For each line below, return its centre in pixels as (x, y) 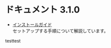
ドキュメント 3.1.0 (42, 10)
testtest (13, 40)
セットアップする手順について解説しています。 (60, 30)
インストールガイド (32, 24)
